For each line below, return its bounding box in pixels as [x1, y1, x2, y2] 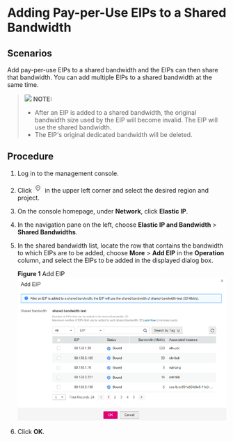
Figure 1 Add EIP [17, 269, 65, 278]
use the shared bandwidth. [34, 123, 112, 131]
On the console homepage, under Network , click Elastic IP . [17, 207, 188, 215]
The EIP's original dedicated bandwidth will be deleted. [34, 131, 193, 138]
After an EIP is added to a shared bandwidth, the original [34, 109, 197, 116]
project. [17, 193, 40, 202]
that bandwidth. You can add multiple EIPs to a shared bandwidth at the [7, 73, 212, 81]
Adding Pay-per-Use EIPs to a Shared [7, 5, 227, 21]
